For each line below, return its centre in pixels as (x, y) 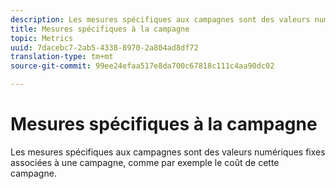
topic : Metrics (42, 38)
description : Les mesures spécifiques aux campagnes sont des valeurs (160, 19)
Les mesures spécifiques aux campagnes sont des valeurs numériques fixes (168, 152)
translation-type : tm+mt (62, 57)
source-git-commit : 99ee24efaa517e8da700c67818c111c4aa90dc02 (142, 66)
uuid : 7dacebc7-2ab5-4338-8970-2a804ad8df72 (104, 47)
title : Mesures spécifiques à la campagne (100, 29)
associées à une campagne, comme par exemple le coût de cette (145, 162)
